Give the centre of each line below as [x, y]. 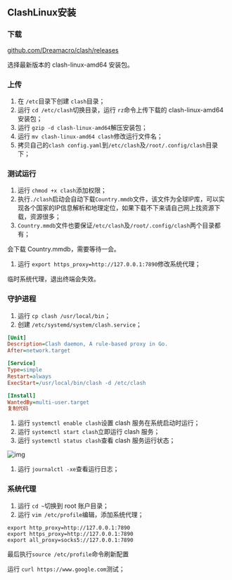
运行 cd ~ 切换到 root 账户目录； [63, 506]
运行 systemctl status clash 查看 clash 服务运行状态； [96, 440]
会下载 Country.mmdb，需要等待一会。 [64, 249]
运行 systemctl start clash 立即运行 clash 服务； [89, 432]
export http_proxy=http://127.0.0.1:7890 [69, 528]
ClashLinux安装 [42, 13]
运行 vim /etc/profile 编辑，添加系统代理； [80, 514]
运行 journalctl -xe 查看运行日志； [68, 469]
